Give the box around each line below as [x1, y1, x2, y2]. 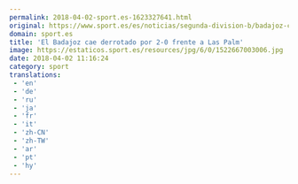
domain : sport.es [9, 29, 74, 38]
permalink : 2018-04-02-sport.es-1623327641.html [9, 12, 192, 22]
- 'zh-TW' [12, 136, 50, 145]
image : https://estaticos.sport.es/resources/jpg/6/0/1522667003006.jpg [9, 46, 284, 55]
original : [9, 21, 46, 30]
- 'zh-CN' [12, 128, 50, 137]
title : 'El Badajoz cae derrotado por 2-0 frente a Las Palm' [9, 37, 244, 47]
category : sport [9, 63, 69, 72]
